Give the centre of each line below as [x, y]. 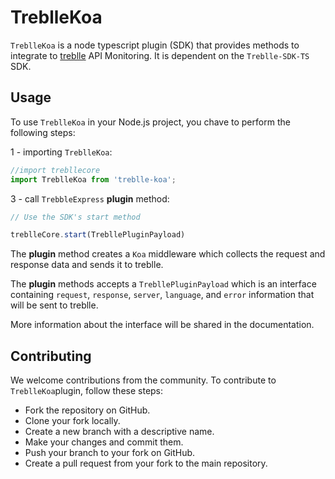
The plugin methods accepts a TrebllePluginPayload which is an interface [163, 284]
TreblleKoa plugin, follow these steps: [87, 391]
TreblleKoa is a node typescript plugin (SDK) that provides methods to [155, 45]
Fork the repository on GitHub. [87, 410]
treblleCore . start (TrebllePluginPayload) [98, 235]
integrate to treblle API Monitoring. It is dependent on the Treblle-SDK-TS [160, 55]
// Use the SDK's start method [75, 217]
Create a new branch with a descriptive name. [119, 432]
